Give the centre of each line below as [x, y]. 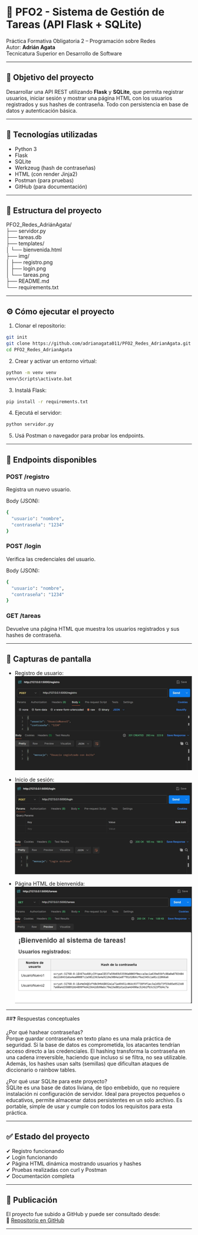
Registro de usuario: [39, 673]
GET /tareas [24, 616]
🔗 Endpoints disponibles [52, 460]
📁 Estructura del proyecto [54, 210]
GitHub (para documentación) [51, 186]
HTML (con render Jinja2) [46, 174]
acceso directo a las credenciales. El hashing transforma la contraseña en [96, 1051]
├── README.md [28, 281]
